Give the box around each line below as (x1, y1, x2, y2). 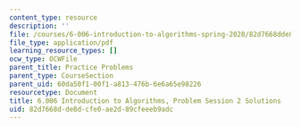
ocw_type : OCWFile (9, 55, 78, 63)
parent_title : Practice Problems (9, 63, 134, 72)
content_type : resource (9, 13, 98, 22)
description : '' (9, 21, 70, 30)
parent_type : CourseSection (9, 72, 114, 80)
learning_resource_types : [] (9, 47, 118, 55)
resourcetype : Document (9, 88, 98, 97)
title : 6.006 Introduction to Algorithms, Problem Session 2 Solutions (9, 96, 281, 106)
